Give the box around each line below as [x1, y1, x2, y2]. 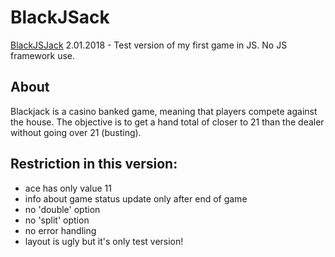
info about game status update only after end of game [24, 192, 248, 205]
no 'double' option [24, 203, 101, 215]
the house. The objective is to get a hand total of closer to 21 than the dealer [10, 116, 325, 128]
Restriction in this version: [10, 156, 178, 173]
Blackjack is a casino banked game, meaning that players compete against [10, 105, 318, 117]
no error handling [24, 224, 97, 236]
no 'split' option [24, 214, 90, 226]
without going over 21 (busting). [10, 126, 142, 138]
